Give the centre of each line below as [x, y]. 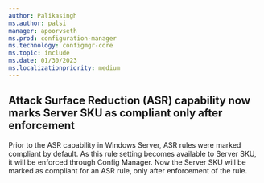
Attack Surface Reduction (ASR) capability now [130, 101]
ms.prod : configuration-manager [62, 38]
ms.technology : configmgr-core [61, 46]
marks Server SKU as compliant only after [115, 113]
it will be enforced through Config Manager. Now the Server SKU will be [128, 162]
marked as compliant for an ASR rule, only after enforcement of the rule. [128, 170]
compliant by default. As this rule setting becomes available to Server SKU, [132, 153]
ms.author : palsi [37, 23]
